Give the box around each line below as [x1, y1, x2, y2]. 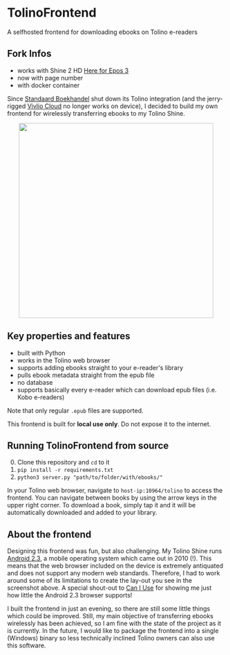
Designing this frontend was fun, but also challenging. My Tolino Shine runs [7, 547, 222, 555]
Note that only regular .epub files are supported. [7, 406, 144, 414]
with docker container [17, 81, 80, 89]
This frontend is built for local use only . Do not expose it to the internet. [7, 419, 211, 428]
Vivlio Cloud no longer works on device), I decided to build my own [27, 102, 218, 110]
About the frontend [7, 528, 92, 540]
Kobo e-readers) [17, 393, 65, 401]
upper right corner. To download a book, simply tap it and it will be [7, 501, 196, 509]
